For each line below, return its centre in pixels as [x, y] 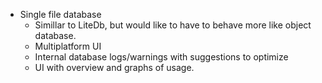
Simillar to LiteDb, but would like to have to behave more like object [173, 25]
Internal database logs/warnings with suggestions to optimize [161, 57]
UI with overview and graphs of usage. [114, 67]
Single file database [60, 14]
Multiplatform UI [68, 46]
